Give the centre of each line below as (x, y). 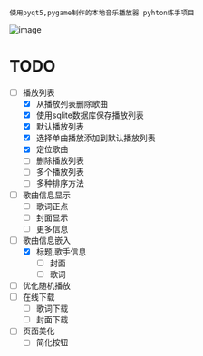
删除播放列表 (60, 160)
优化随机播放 (46, 285)
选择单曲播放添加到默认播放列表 (96, 138)
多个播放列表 (60, 172)
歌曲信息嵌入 (46, 240)
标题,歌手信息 (61, 251)
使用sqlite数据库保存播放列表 (90, 115)
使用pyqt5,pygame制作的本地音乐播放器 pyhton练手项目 (102, 13)
